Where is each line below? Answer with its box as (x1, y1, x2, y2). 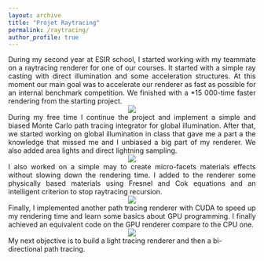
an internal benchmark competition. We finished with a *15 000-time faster (8, 88, 256, 98)
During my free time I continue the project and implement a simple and (8, 113, 256, 122)
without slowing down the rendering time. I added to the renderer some (8, 170, 256, 180)
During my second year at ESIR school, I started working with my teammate (8, 55, 256, 64)
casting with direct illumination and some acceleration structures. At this (8, 71, 256, 81)
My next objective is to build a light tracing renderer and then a (8, 236, 212, 245)
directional (8, 245, 43, 254)
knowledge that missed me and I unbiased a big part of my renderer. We (8, 138, 256, 147)
